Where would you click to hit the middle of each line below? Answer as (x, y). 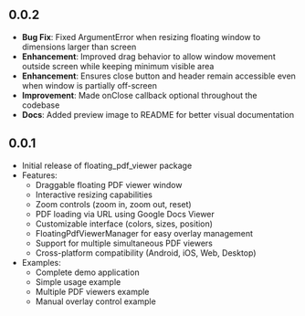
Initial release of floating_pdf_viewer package (107, 165)
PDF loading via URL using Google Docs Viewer (125, 214)
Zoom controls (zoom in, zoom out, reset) (114, 204)
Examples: (41, 262)
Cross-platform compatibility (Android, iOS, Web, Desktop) (146, 253)
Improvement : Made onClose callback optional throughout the (139, 95)
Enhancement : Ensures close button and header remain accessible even (158, 76)
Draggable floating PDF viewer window (109, 184)
